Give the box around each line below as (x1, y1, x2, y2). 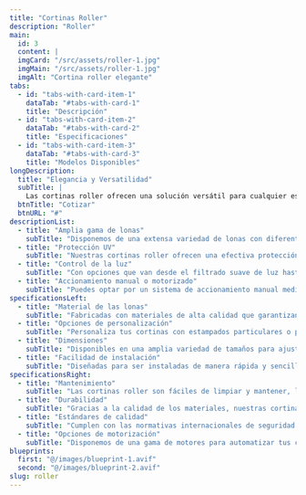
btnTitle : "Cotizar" (17, 200, 96, 210)
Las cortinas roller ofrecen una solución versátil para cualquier (25, 192, 287, 201)
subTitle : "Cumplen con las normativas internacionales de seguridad (25, 421, 296, 430)
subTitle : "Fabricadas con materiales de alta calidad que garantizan (25, 311, 300, 320)
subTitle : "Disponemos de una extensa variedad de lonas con (25, 234, 262, 243)
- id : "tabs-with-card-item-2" (17, 115, 137, 124)
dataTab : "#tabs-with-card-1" (25, 98, 141, 108)
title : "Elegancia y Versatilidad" (17, 174, 153, 184)
